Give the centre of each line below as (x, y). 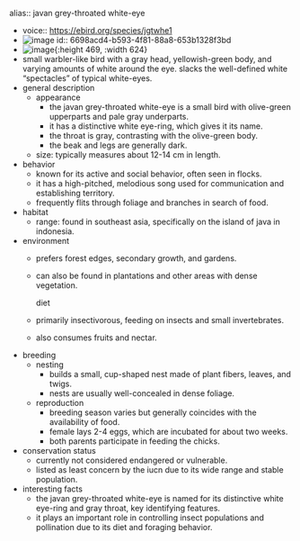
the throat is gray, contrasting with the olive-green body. (154, 135)
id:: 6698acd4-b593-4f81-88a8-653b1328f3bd (144, 40)
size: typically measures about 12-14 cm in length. (128, 155)
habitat (35, 212)
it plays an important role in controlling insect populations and (150, 518)
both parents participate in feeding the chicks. (134, 441)
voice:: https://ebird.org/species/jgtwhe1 (97, 30)
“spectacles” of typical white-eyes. (87, 78)
